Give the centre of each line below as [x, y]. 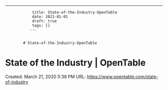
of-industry [17, 82]
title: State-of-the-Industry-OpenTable [74, 12]
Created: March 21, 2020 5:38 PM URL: [45, 76]
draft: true [44, 21]
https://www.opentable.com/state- [122, 76]
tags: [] [41, 25]
